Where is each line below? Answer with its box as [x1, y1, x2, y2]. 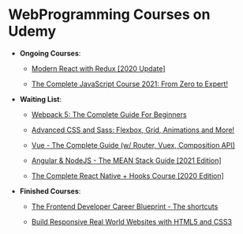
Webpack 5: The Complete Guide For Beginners [31, 109, 187, 119]
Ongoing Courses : [19, 48, 81, 58]
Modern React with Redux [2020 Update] [31, 63, 166, 73]
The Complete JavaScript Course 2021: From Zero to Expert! [31, 79, 229, 89]
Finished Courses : [19, 186, 81, 195]
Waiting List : [19, 94, 62, 104]
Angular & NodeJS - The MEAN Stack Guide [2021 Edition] [31, 156, 222, 165]
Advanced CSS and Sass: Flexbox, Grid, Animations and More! [31, 125, 235, 134]
